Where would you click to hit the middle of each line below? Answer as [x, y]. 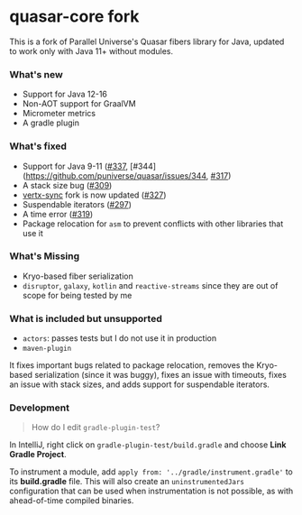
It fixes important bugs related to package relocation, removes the [132, 365]
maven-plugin [47, 349]
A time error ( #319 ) [58, 214]
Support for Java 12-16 [65, 94]
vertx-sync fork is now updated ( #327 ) [94, 195]
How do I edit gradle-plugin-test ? [96, 428]
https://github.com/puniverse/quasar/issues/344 [116, 175]
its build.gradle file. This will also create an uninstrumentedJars [127, 482]
